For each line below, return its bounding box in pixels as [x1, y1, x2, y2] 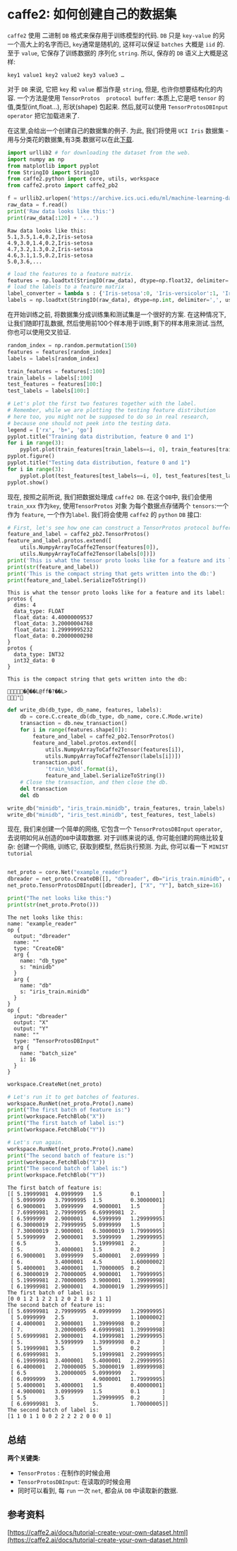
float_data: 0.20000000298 [13, 633, 93, 640]
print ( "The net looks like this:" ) [7, 895, 112, 902]
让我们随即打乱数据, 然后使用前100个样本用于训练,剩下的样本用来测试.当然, [7, 319, 224, 328]
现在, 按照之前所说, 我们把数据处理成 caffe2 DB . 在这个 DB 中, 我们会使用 [7, 492, 213, 501]
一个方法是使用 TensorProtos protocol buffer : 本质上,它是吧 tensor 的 [16, 93, 225, 102]
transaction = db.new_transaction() [20, 720, 128, 727]
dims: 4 [13, 602, 37, 609]
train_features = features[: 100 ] [7, 367, 106, 375]
